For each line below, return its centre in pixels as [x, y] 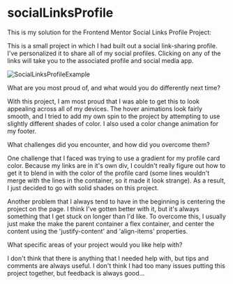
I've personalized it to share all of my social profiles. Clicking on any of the [114, 53]
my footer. [22, 131]
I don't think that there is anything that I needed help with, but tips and [108, 258]
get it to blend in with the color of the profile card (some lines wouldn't [108, 173]
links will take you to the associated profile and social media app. [100, 60]
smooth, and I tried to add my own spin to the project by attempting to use [114, 116]
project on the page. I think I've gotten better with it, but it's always [103, 208]
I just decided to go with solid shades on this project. [83, 187]
